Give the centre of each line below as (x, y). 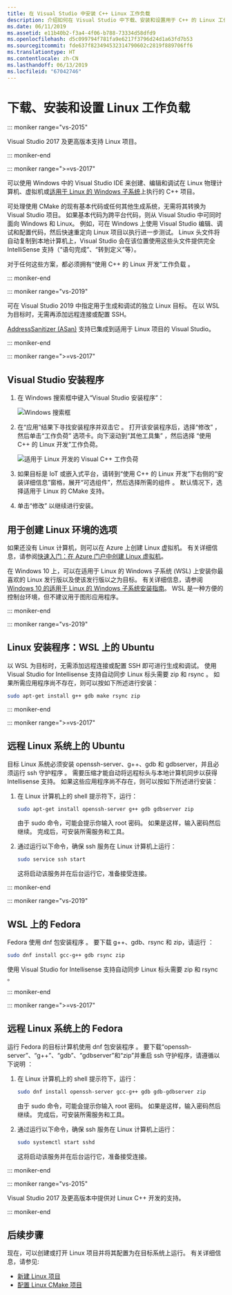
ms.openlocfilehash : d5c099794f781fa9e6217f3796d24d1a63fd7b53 (100, 39)
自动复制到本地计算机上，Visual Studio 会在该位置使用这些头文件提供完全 (112, 241)
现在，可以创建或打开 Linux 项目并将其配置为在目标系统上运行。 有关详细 (111, 1253)
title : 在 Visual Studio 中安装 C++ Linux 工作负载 (79, 13)
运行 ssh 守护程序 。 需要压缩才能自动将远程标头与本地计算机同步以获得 (115, 772)
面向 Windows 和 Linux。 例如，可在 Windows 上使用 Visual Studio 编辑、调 (115, 224)
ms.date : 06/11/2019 (37, 26)
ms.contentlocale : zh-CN (43, 59)
